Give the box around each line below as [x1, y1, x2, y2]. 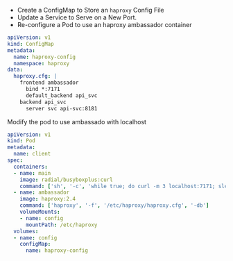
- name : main [13, 169, 51, 176]
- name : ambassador [13, 189, 70, 196]
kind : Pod [7, 137, 36, 144]
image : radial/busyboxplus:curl [19, 176, 113, 183]
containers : [13, 163, 49, 170]
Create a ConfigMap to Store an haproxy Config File [17, 6, 164, 14]
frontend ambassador [19, 79, 79, 86]
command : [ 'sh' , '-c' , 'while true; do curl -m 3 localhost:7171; [19, 183, 216, 190]
